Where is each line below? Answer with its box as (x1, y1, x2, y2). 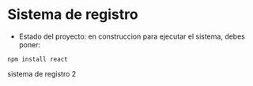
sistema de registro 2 (7, 69, 77, 78)
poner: (18, 39, 41, 49)
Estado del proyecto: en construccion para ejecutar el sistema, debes (18, 32, 246, 41)
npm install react (7, 55, 68, 63)
